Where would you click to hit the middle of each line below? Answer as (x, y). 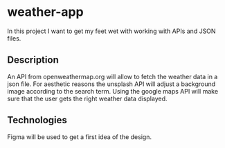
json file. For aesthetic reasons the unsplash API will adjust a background (111, 84)
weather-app (46, 12)
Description (33, 60)
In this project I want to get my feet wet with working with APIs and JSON (111, 31)
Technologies (37, 120)
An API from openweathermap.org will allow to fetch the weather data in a (112, 76)
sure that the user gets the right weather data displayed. (87, 98)
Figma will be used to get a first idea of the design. (80, 137)
